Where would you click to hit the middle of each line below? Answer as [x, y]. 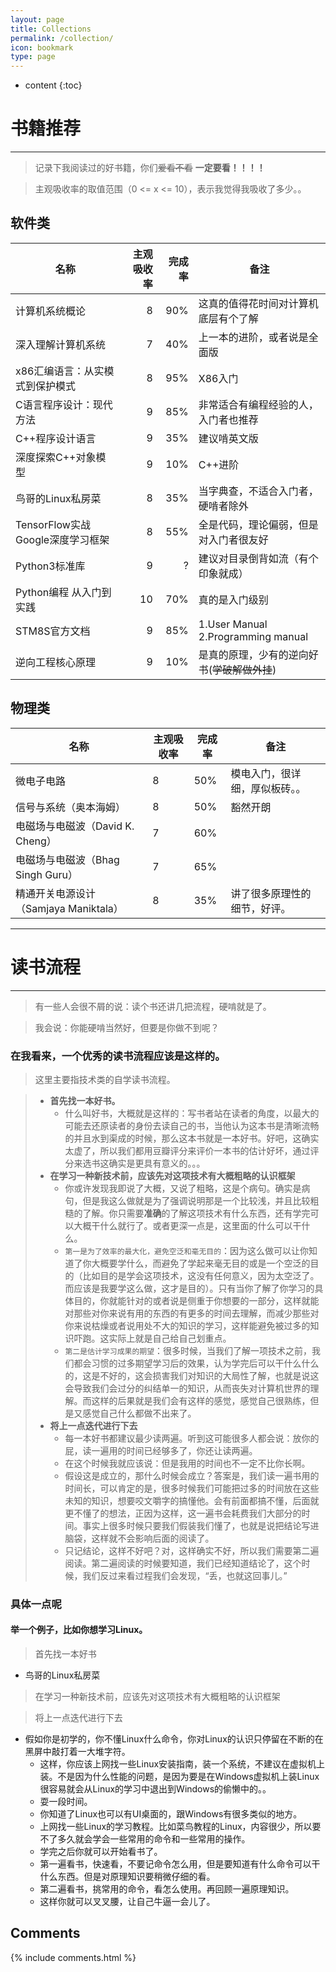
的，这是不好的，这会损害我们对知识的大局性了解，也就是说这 [192, 1375]
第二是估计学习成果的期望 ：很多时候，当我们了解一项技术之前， [188, 1350]
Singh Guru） [47, 874]
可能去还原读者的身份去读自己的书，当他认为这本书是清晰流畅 [192, 1125]
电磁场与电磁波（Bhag [67, 859]
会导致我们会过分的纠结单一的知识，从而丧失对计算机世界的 [187, 1388]
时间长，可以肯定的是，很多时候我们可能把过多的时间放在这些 [192, 1488]
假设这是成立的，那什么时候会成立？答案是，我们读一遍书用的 [192, 1475]
